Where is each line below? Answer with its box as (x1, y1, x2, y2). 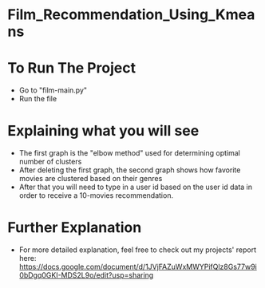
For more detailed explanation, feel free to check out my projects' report (18, 245, 257, 254)
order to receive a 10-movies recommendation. (18, 191, 173, 200)
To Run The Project (7, 59, 136, 77)
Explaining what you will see (7, 122, 200, 140)
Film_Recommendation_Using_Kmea (7, 6, 255, 24)
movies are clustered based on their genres (18, 174, 163, 183)
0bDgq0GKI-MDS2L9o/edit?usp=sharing (18, 270, 154, 280)
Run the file (18, 94, 57, 104)
